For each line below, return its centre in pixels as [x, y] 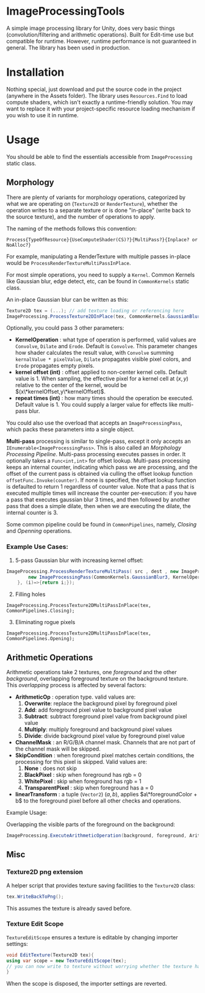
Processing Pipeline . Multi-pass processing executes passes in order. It [96, 454]
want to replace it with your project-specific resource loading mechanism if [101, 109]
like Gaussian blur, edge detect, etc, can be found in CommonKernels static [98, 281]
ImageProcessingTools [66, 11]
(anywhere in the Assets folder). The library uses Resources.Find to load [97, 95]
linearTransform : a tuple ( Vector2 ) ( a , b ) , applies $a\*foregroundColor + [106, 795]
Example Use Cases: [38, 547]
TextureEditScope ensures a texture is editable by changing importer [92, 937]
